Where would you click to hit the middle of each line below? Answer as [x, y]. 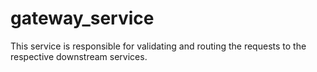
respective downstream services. [79, 56]
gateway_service [82, 18]
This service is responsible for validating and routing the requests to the [158, 46]
